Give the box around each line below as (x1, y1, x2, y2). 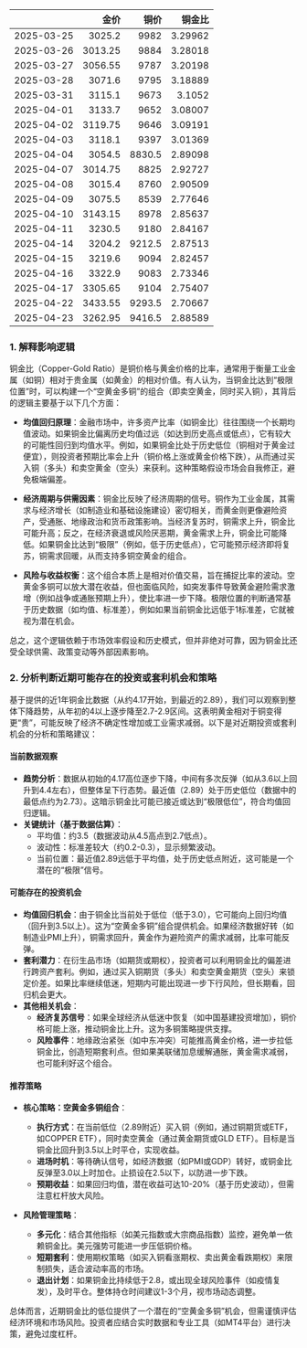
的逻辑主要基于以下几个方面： (9, 398, 122, 409)
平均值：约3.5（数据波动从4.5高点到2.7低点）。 (36, 830, 213, 841)
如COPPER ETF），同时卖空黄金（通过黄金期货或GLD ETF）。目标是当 (36, 1133, 295, 1144)
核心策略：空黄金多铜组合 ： (22, 1102, 128, 1113)
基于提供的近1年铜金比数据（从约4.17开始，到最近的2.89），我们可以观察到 (9, 694, 289, 705)
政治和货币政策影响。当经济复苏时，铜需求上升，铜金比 (86, 516, 295, 527)
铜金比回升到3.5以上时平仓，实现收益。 (36, 1144, 185, 1155)
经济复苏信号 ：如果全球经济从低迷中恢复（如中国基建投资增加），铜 (36, 1012, 290, 1023)
